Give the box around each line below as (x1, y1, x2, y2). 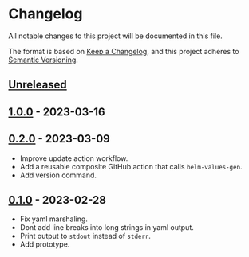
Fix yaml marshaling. (19, 214, 88, 224)
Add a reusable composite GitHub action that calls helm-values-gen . (19, 162, 243, 171)
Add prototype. (19, 239, 70, 249)
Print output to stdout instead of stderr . (19, 232, 152, 241)
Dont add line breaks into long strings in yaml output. (19, 223, 194, 232)
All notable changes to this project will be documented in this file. (8, 31, 223, 41)
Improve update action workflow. (19, 153, 128, 163)
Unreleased (8, 78, 68, 92)
